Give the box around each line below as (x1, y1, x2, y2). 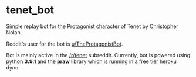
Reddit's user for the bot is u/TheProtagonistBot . (6, 40, 123, 47)
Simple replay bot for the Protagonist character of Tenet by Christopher (6, 23, 179, 30)
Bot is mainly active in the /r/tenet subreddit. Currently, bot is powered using (6, 51, 191, 58)
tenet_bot (6, 3, 55, 17)
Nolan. (6, 29, 22, 36)
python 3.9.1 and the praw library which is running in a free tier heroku (6, 58, 177, 65)
